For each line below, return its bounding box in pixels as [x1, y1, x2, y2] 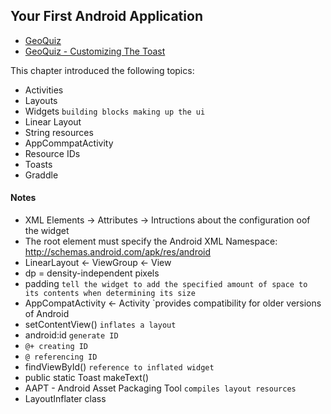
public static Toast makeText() [24, 372, 150, 384]
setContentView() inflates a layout [24, 319, 177, 331]
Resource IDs [24, 147, 81, 159]
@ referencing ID [24, 352, 98, 363]
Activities [24, 84, 64, 96]
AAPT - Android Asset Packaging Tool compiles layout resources [24, 382, 297, 394]
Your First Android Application [10, 8, 203, 25]
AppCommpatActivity [24, 137, 114, 149]
